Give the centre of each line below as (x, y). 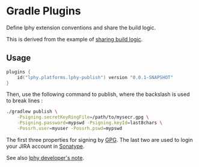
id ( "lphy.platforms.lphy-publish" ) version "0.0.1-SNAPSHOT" (95, 77)
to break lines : (25, 101)
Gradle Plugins (44, 11)
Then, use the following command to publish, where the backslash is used (98, 95)
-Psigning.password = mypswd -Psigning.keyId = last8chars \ (90, 123)
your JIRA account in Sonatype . (45, 146)
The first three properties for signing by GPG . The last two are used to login (100, 139)
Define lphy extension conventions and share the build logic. (81, 28)
